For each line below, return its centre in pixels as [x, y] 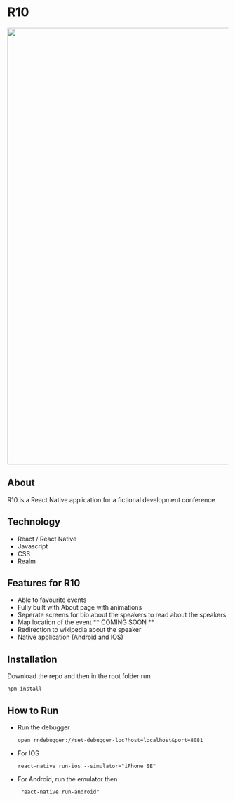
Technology [34, 522]
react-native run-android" [60, 792]
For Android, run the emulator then [67, 779]
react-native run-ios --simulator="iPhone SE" [87, 766]
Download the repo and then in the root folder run [79, 676]
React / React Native [47, 539]
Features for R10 [44, 583]
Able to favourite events [52, 600]
